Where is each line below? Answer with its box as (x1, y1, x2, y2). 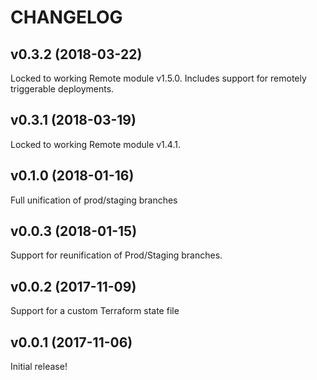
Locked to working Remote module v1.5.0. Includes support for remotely (10, 72, 307, 84)
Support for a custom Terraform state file (10, 305, 180, 317)
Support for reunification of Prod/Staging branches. (10, 249, 223, 261)
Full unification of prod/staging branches (10, 194, 178, 206)
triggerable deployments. (10, 83, 115, 95)
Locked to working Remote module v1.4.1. (10, 138, 181, 150)
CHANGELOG (10, 6, 123, 29)
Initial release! (10, 361, 68, 373)
